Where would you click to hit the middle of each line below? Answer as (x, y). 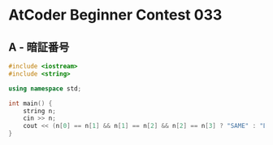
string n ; (40, 111)
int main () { (30, 103)
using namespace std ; (45, 88)
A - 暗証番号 (39, 47)
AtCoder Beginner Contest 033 (115, 15)
